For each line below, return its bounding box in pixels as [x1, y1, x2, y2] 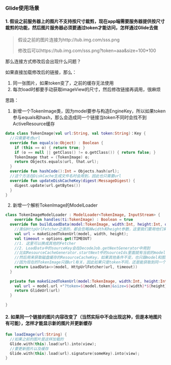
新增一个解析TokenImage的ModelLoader [12, 202, 98, 208]
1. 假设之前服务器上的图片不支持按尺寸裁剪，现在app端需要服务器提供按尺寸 [5, 18, 165, 24]
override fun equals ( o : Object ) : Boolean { [10, 140, 104, 146]
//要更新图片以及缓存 [10, 346, 49, 351]
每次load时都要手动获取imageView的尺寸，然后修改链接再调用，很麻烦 [12, 87, 161, 93]
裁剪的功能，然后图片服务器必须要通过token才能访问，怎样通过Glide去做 [5, 24, 158, 31]
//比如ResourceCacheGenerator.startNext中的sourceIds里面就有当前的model [14, 250, 166, 256]
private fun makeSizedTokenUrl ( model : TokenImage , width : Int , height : [10, 278, 160, 284]
